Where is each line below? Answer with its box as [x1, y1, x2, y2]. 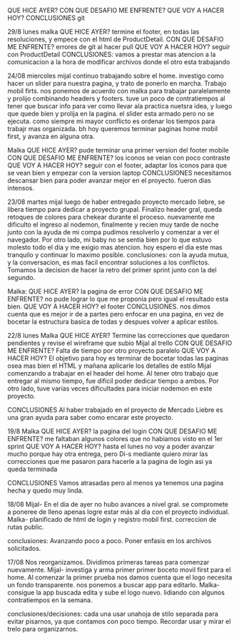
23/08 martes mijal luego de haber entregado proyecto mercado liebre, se [7, 197, 225, 206]
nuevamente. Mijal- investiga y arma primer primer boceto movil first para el [7, 566, 231, 574]
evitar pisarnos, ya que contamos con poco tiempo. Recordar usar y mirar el [7, 617, 231, 626]
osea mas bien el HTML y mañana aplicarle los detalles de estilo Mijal [7, 361, 212, 370]
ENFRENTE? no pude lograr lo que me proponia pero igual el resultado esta [7, 295, 229, 303]
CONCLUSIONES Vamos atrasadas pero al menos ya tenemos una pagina [7, 479, 224, 487]
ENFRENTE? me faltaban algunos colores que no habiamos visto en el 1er [7, 435, 223, 443]
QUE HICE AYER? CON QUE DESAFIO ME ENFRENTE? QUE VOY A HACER [7, 6, 225, 14]
